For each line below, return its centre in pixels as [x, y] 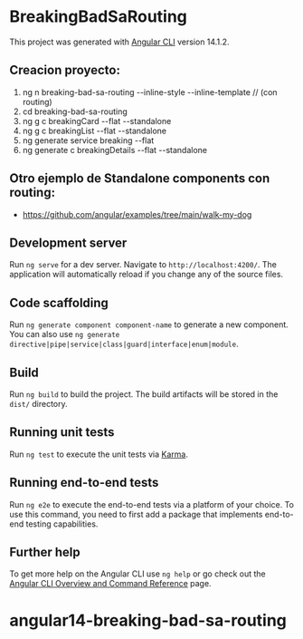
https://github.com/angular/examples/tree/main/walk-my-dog [137, 214]
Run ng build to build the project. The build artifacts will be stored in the [144, 394]
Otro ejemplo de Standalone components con [140, 179]
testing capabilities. [62, 524]
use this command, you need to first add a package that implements [136, 514]
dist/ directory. [38, 404]
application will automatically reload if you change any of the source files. [146, 275]
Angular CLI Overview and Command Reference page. [110, 584]
